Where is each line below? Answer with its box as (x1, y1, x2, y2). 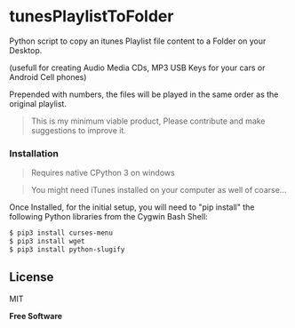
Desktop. (9, 44, 43, 55)
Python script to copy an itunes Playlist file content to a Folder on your (9, 36, 267, 46)
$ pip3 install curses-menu (9, 228, 114, 237)
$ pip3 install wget (9, 237, 86, 246)
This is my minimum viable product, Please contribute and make (30, 116, 266, 126)
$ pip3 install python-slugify (9, 244, 125, 254)
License (9, 269, 54, 285)
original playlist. (9, 98, 67, 108)
